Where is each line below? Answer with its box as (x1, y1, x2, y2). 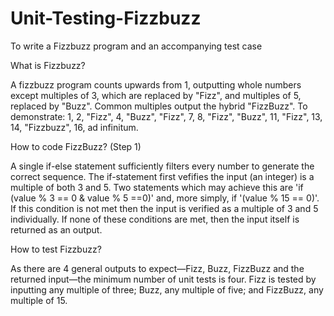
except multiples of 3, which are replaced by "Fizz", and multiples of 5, (10, 89, 302, 101)
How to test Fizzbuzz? (10, 243, 102, 255)
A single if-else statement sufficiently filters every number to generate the (10, 160, 315, 172)
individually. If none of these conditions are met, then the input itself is (10, 213, 300, 225)
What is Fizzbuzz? (10, 59, 86, 71)
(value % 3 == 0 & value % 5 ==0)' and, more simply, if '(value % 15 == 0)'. (10, 192, 320, 204)
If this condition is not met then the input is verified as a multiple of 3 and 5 (10, 202, 319, 214)
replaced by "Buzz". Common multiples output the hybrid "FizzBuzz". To (10, 100, 308, 112)
